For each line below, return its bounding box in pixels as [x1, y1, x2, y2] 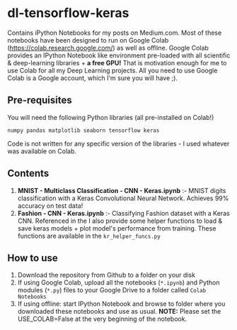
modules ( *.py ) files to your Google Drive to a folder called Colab [17, 286, 207, 295]
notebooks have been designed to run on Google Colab [7, 35, 169, 44]
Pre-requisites [7, 94, 72, 106]
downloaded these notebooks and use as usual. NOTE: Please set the [17, 307, 221, 316]
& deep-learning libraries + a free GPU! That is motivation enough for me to [7, 58, 227, 67]
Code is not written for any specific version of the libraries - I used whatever [7, 139, 230, 148]
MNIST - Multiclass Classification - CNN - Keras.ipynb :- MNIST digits [17, 186, 226, 194]
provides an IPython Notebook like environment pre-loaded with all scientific [7, 51, 231, 60]
